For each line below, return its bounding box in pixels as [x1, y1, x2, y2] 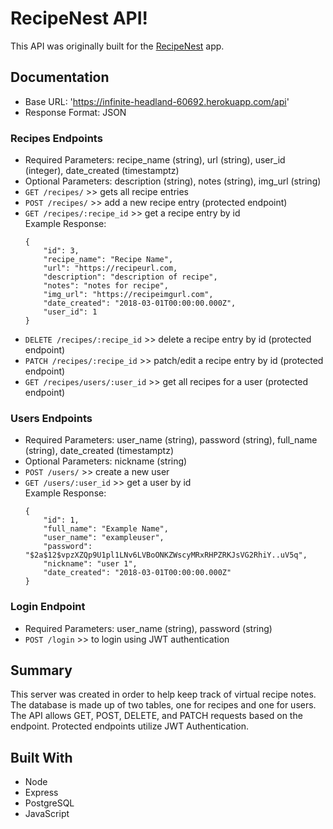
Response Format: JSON [24, 106, 127, 118]
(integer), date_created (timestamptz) [24, 165, 180, 177]
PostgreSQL [24, 797, 75, 809]
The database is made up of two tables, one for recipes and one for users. [10, 699, 317, 711]
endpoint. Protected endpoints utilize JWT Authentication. [10, 720, 249, 732]
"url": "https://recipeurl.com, [43, 263, 178, 274]
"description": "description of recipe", [43, 272, 218, 282]
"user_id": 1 [43, 307, 98, 317]
